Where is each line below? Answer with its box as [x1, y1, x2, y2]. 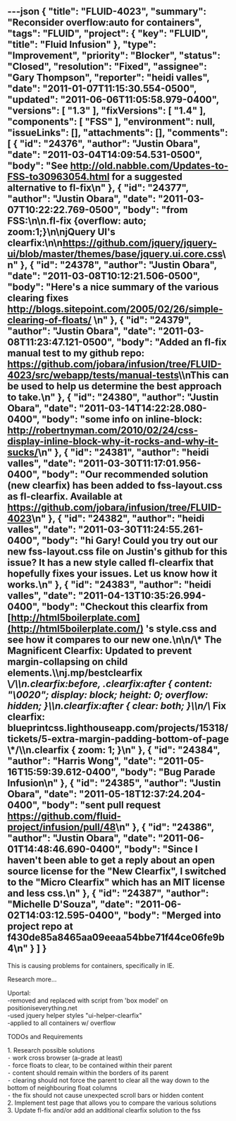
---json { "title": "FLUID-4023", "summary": [7, 6, 206, 18]
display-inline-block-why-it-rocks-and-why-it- [7, 435, 219, 447]
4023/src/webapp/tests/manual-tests [7, 370, 179, 382]
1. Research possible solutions [7, 1046, 95, 1054]
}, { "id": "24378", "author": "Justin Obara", [20, 259, 217, 271]
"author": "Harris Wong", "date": [7, 755, 156, 768]
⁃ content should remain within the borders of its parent [7, 1068, 169, 1077]
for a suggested [111, 171, 183, 183]
